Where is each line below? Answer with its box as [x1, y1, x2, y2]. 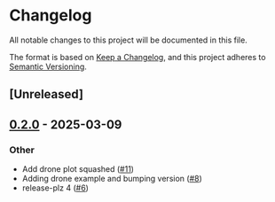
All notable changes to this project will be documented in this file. [9, 35, 248, 45]
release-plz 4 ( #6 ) [21, 183, 89, 193]
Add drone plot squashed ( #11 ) [21, 164, 135, 175]
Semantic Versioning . [9, 61, 87, 72]
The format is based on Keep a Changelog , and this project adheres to [9, 51, 266, 62]
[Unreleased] [9, 87, 84, 102]
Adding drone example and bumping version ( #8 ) [21, 174, 202, 184]
